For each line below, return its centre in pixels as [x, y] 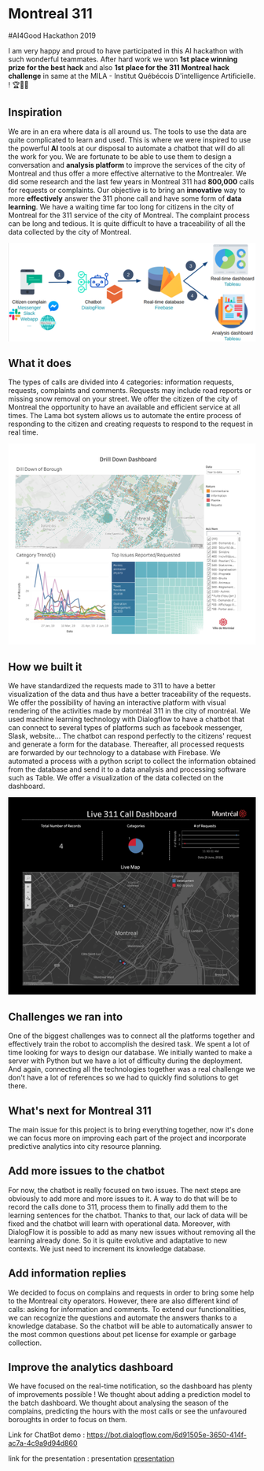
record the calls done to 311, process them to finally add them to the [118, 1206]
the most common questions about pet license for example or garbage [122, 1334]
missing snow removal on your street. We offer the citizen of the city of [123, 399]
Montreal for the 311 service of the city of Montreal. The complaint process [129, 215]
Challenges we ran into [66, 1017]
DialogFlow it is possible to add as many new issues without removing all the [132, 1232]
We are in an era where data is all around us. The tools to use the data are [128, 132]
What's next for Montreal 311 [80, 1111]
